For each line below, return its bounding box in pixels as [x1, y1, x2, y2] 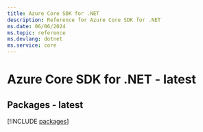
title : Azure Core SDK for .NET [7, 10, 99, 17]
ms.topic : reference [7, 29, 67, 36]
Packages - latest [7, 99, 84, 111]
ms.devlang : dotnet [7, 36, 63, 43]
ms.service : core [7, 42, 57, 49]
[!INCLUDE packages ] [7, 118, 69, 125]
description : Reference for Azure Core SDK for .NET [7, 16, 161, 23]
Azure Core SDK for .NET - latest [7, 71, 197, 87]
